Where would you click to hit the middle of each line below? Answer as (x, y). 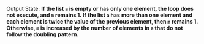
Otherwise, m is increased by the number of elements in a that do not (95, 28)
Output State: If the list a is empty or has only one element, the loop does (100, 9)
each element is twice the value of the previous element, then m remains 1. (102, 21)
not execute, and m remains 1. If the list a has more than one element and (100, 15)
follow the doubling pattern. (43, 34)
